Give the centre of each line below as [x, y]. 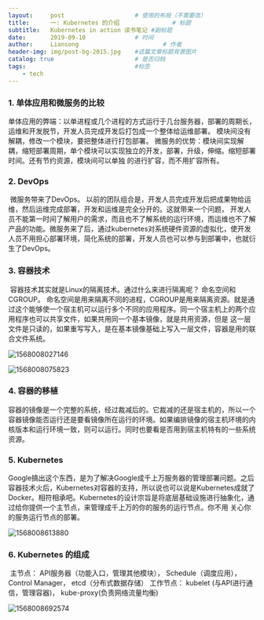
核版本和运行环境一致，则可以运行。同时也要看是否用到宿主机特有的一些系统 [132, 429]
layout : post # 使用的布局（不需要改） [107, 15]
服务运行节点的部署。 [49, 517]
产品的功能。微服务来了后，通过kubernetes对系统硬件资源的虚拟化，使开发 [130, 229]
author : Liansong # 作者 [95, 45]
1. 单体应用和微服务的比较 [56, 103]
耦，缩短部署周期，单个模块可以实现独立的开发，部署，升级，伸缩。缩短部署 [132, 151]
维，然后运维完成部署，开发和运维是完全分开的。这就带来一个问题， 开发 [126, 210]
